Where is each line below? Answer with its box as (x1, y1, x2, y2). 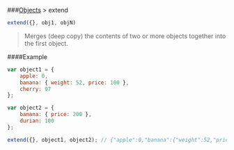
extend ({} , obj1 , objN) (7, 19, 77, 26)
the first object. (24, 39, 68, 47)
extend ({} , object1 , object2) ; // (7, 136, 108, 143)
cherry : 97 (19, 85, 52, 92)
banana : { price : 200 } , (19, 111, 92, 118)
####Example (7, 52, 47, 61)
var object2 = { (7, 104, 54, 112)
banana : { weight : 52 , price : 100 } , (19, 79, 130, 86)
